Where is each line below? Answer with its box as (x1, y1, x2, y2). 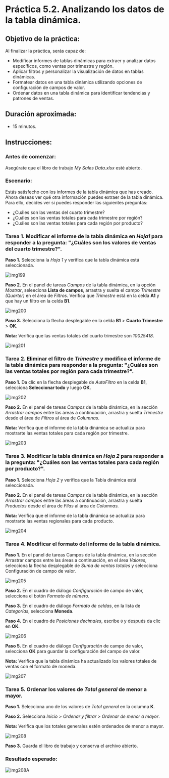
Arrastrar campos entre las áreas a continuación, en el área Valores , (5, 557, 147, 563)
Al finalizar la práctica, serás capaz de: (5, 48, 86, 54)
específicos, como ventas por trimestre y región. (12, 63, 114, 69)
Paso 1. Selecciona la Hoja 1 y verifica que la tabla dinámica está (5, 257, 140, 263)
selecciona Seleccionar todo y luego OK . (5, 384, 91, 391)
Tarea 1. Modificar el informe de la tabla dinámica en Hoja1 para (5, 233, 163, 240)
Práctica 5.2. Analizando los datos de (5, 4, 164, 15)
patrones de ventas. (12, 95, 54, 101)
